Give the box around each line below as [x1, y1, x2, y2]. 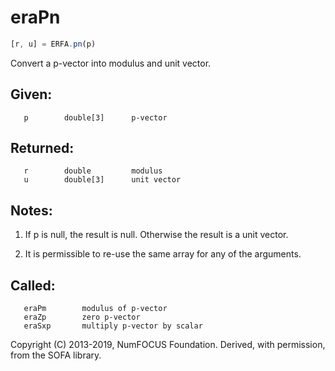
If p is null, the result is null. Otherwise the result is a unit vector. [24, 229, 289, 241]
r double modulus [23, 166, 163, 176]
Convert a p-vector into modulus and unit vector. [10, 57, 212, 69]
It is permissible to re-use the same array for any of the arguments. [24, 248, 302, 260]
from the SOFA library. [10, 349, 102, 361]
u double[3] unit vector [23, 175, 182, 185]
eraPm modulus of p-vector [23, 304, 168, 314]
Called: [10, 277, 56, 294]
